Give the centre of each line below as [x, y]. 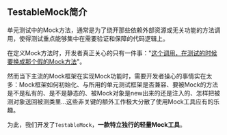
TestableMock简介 [47, 12]
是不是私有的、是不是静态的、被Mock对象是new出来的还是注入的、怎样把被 [114, 93]
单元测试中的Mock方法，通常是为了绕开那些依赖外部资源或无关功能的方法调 [114, 30]
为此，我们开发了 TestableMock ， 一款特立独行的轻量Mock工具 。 [96, 124]
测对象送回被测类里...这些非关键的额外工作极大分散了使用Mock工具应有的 [110, 102]
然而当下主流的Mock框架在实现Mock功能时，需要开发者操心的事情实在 [107, 76]
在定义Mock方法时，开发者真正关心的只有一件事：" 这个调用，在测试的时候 [112, 52]
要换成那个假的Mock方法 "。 [46, 61]
